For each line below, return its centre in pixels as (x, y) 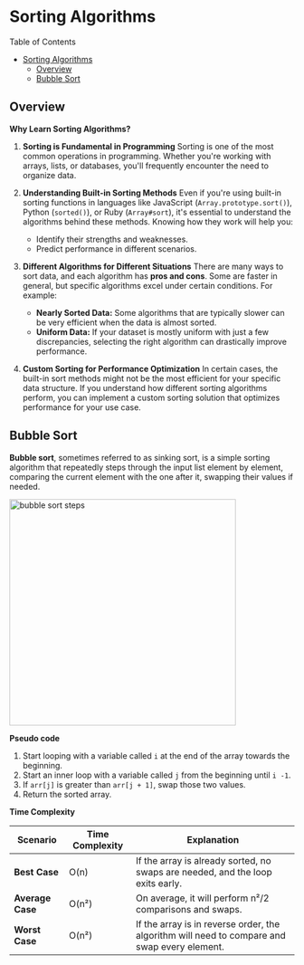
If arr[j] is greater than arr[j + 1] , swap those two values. (134, 784)
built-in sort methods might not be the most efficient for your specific (152, 378)
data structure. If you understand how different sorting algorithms (145, 387)
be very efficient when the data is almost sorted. (126, 322)
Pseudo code (35, 738)
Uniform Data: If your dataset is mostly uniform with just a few (152, 331)
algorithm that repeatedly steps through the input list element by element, (146, 467)
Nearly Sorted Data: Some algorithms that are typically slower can (160, 312)
